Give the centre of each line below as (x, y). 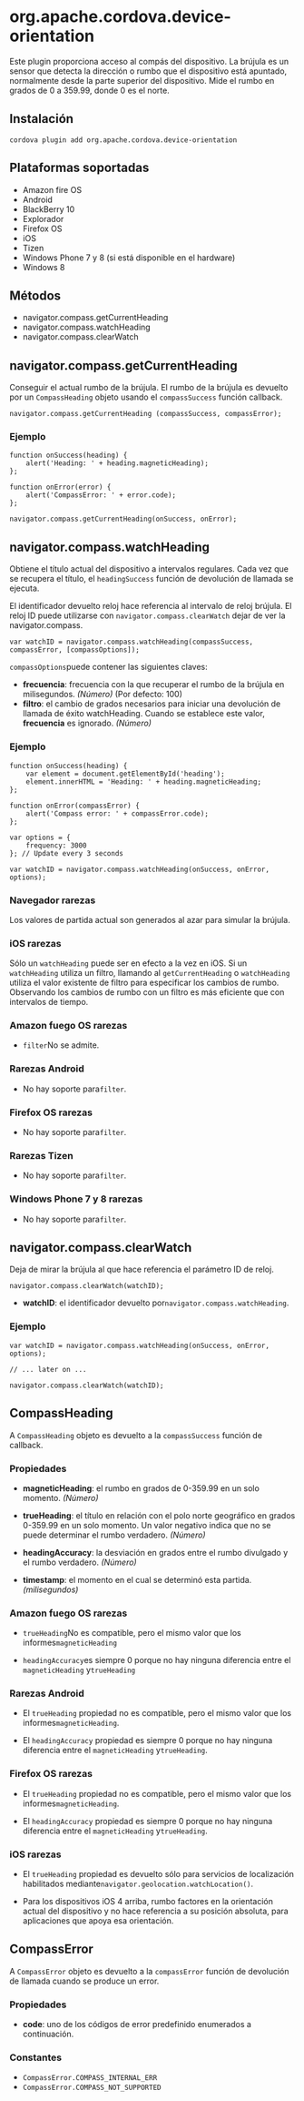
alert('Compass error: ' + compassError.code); (117, 813)
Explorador (43, 218)
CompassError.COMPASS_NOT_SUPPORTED (92, 2088)
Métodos (35, 295)
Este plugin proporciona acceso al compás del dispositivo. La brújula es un (149, 61)
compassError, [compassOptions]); (75, 650)
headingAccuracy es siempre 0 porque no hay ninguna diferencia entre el (157, 1660)
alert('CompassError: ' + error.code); (101, 495)
